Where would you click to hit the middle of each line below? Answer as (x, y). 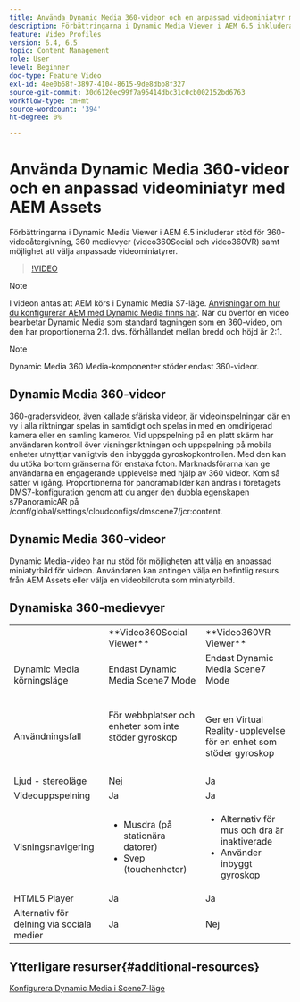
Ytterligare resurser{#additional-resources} (135, 967)
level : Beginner (39, 68)
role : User (29, 59)
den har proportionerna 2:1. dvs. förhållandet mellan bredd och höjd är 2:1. (146, 332)
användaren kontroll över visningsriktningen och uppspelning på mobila (141, 445)
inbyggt (236, 863)
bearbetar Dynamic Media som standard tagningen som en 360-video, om (146, 322)
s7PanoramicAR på (44, 501)
